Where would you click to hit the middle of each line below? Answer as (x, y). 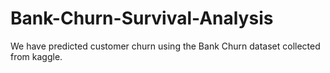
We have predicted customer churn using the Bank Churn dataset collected (165, 46)
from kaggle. (36, 56)
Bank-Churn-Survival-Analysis (142, 18)
